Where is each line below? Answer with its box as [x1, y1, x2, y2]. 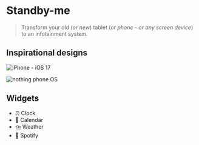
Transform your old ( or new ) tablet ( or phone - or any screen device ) [21, 24, 194, 31]
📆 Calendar [15, 116, 44, 123]
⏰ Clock [15, 109, 36, 116]
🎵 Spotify [15, 132, 38, 139]
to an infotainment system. [21, 30, 88, 37]
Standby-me [6, 4, 71, 18]
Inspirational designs [6, 48, 88, 58]
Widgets [6, 93, 39, 104]
